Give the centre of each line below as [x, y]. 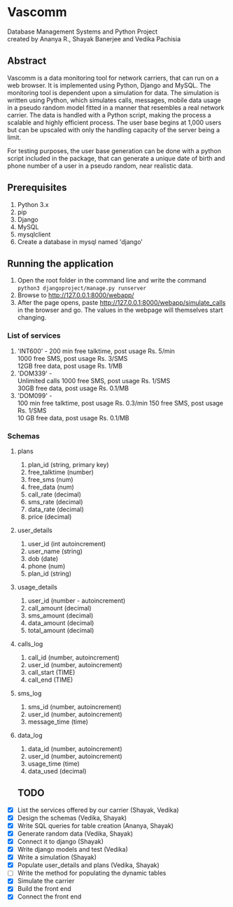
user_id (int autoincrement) [67, 543]
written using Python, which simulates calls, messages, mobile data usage [114, 100]
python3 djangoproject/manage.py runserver [82, 288]
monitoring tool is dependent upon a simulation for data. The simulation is [113, 92]
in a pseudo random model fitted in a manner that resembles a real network [116, 107]
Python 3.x [33, 204]
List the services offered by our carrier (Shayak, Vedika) [98, 810]
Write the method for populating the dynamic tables [92, 873]
